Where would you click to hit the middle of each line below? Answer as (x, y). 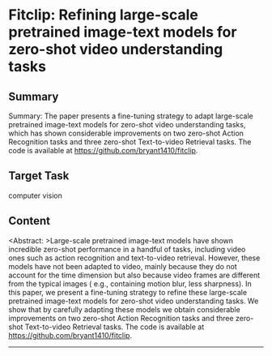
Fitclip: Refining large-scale (103, 15)
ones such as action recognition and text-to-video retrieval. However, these (134, 258)
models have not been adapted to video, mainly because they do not (123, 266)
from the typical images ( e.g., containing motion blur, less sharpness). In (130, 283)
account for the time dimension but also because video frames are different (134, 275)
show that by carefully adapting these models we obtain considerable (124, 309)
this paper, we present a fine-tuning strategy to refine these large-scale (128, 292)
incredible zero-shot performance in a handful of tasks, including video (127, 249)
